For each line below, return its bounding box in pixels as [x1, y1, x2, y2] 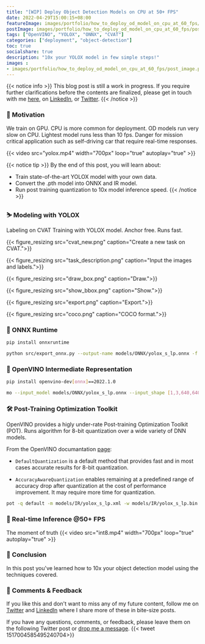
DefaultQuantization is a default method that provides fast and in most [15, 457, 194, 465]
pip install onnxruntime [6, 339, 70, 346]
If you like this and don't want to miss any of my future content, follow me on [6, 600, 199, 607]
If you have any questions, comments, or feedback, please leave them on [6, 618, 191, 626]
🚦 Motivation [6, 110, 45, 119]
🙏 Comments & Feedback [6, 586, 82, 595]
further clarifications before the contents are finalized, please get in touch [6, 89, 192, 96]
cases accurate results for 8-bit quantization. [15, 464, 129, 471]
